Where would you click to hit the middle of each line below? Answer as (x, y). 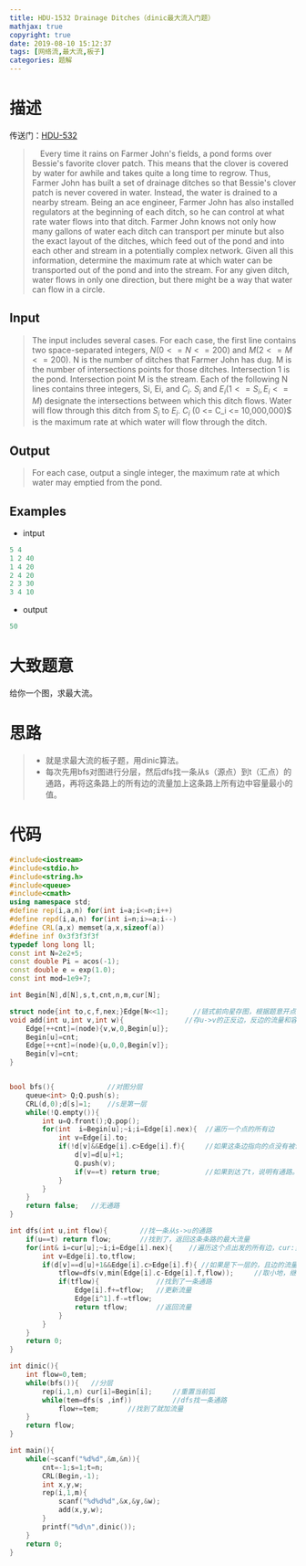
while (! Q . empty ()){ (63, 1112)
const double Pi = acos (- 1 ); (65, 962)
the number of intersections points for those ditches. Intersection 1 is (161, 369)
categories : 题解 (41, 60)
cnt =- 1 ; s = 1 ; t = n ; (73, 1467)
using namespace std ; (51, 902)
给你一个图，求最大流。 (53, 693)
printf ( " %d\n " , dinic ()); (89, 1527)
